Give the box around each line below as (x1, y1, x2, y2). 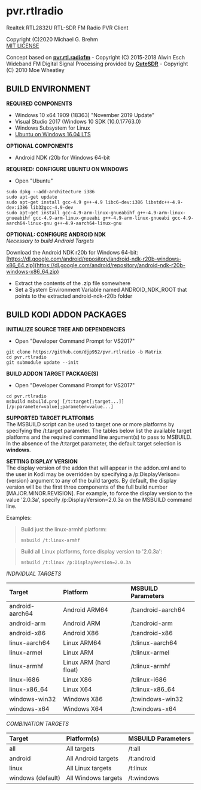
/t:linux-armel (130, 648, 170, 657)
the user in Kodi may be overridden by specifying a (6, 470, 132, 478)
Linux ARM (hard (63, 658, 111, 666)
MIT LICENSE (6, 42, 39, 49)
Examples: (6, 514, 32, 521)
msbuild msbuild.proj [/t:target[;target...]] (6, 398, 124, 405)
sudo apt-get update (6, 194, 58, 200)
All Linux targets (66, 764, 112, 772)
